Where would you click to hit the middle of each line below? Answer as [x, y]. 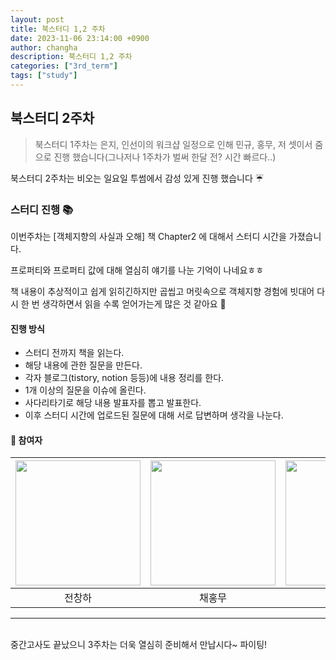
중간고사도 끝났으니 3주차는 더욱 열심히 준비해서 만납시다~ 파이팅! [139, 645]
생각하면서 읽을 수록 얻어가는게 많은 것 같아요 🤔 [134, 303]
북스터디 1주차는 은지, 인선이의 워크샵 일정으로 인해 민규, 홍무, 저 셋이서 [173, 144]
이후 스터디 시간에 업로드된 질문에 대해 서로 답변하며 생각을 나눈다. [154, 415]
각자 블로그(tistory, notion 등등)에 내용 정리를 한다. [124, 378]
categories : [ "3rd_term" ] [64, 66]
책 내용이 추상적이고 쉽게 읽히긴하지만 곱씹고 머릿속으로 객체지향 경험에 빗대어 [162, 291]
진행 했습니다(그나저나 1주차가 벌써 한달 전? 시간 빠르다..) [165, 157]
